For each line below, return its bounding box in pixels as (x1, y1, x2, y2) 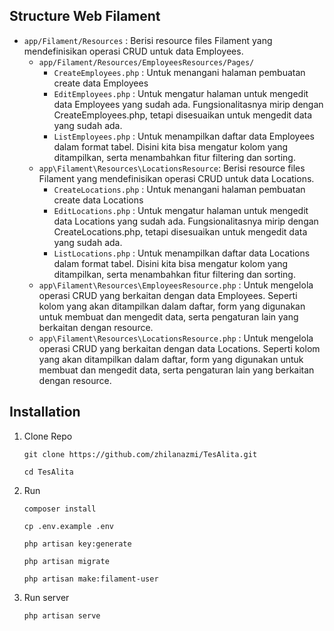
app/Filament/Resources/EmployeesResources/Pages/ (38, 57, 255, 68)
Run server (23, 591, 70, 603)
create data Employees (53, 77, 149, 89)
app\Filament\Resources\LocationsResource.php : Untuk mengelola (38, 332, 314, 344)
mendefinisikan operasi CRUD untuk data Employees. (23, 45, 244, 57)
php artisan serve (23, 610, 101, 621)
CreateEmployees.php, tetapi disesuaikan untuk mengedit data (53, 109, 313, 121)
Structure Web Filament (9, 8, 161, 25)
